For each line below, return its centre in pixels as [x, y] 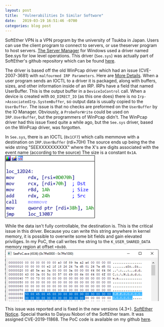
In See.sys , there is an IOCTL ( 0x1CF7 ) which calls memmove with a [72, 137]
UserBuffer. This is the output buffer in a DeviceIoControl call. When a [75, 91]
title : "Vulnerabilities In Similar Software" [54, 15]
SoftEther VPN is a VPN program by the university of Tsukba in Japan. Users [82, 40]
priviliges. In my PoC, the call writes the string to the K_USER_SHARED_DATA [78, 242]
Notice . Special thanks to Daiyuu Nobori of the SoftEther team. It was [74, 314]
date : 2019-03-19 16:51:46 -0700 [41, 20]
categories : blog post [28, 26]
